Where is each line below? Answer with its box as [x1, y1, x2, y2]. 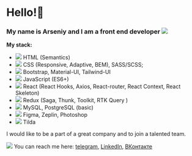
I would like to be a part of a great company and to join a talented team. [6, 130, 186, 138]
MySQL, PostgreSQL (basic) [23, 104, 94, 111]
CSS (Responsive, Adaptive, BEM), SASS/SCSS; [23, 61, 144, 69]
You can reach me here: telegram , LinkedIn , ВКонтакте [13, 143, 153, 150]
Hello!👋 [6, 6, 44, 20]
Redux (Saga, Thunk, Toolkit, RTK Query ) [23, 97, 128, 104]
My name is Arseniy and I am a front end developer [6, 28, 161, 36]
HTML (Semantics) [23, 54, 70, 61]
